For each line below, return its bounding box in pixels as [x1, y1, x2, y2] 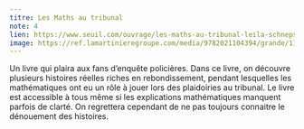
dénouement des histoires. [9, 111, 109, 122]
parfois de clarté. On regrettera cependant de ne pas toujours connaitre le [9, 101, 285, 113]
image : [9, 38, 34, 48]
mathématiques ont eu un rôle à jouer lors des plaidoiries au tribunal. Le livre [9, 82, 295, 93]
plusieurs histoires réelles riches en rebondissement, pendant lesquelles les [9, 73, 292, 84]
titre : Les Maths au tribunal [9, 13, 124, 23]
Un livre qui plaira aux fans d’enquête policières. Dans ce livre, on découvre [9, 63, 291, 74]
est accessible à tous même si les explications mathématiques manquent [9, 92, 281, 103]
